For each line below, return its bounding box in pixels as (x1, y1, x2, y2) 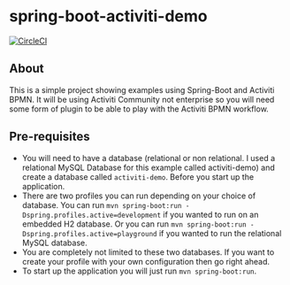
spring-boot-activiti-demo (9, 6, 208, 27)
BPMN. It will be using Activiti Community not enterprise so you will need (9, 94, 275, 104)
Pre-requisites (9, 129, 90, 144)
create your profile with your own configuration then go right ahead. (21, 256, 271, 266)
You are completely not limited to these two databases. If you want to (21, 246, 275, 258)
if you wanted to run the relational (158, 227, 282, 238)
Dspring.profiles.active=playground (21, 229, 157, 238)
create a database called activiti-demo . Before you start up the (21, 171, 255, 182)
